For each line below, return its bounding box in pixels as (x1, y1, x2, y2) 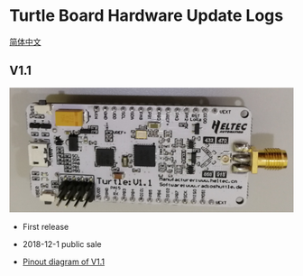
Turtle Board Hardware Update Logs (9, 5, 284, 26)
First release (22, 222, 69, 233)
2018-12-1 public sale (22, 239, 102, 250)
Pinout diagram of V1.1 (22, 256, 106, 267)
